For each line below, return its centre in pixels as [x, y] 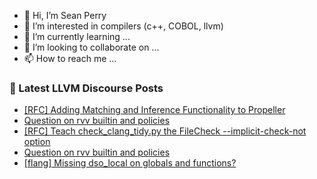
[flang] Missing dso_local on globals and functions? [130, 163]
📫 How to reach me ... [70, 58]
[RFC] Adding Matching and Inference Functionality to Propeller [154, 110]
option [37, 142]
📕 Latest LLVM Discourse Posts [86, 88]
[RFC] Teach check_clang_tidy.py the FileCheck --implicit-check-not [165, 131]
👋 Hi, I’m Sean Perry [65, 15]
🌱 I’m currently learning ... [77, 36]
